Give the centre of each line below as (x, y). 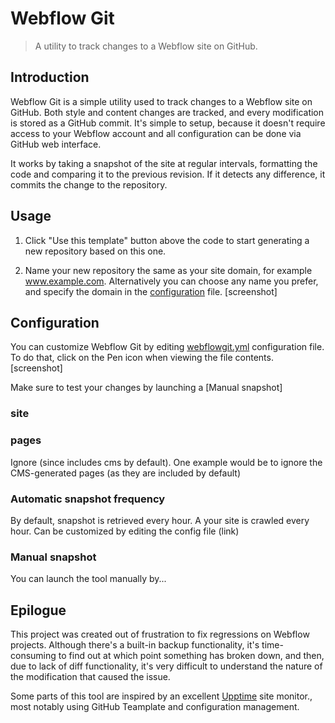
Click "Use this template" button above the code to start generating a (167, 240)
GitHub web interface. (56, 144)
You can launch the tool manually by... (88, 579)
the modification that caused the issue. (90, 676)
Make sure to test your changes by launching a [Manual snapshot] (146, 388)
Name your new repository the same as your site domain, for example (168, 270)
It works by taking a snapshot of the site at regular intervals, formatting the (164, 163)
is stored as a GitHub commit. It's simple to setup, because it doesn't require (168, 123)
